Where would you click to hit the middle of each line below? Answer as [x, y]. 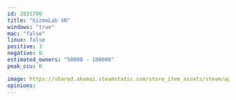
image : [17, 79]
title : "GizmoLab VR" [39, 20]
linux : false [26, 40]
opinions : [22, 85]
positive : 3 [25, 46]
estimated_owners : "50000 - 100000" [61, 60]
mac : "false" [26, 33]
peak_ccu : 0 [25, 66]
